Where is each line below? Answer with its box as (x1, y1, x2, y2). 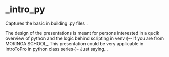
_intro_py (5, 4, 46, 15)
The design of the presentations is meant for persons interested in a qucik (5, 30, 160, 36)
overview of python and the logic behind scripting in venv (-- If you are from (5, 35, 164, 41)
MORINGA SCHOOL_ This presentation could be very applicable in (5, 40, 144, 46)
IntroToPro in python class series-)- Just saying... (5, 46, 108, 52)
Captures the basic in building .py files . (5, 20, 88, 26)
